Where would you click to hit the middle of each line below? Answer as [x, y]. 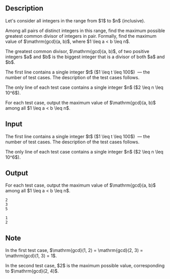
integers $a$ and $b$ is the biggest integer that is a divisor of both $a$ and [85, 57]
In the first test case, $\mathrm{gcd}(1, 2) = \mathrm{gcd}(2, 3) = [74, 250]
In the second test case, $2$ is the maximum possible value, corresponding [85, 266]
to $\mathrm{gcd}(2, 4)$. [32, 271]
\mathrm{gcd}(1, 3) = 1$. [31, 256]
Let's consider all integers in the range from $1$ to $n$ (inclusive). [75, 20]
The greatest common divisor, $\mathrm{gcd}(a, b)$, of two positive [77, 51]
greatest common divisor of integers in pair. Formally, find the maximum [81, 36]
